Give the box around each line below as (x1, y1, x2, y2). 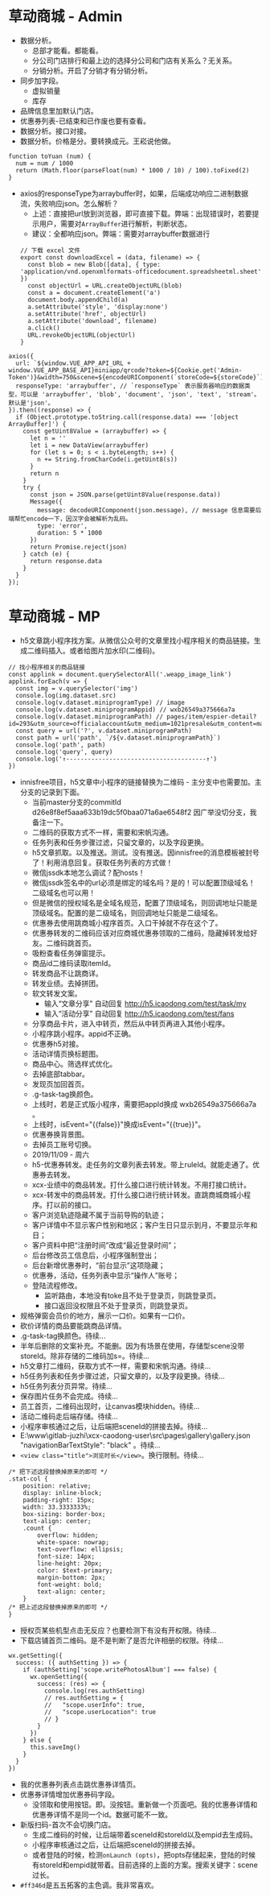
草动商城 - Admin (8, 7, 123, 26)
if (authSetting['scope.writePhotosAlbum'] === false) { (22, 1665, 218, 1674)
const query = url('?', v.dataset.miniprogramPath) (15, 727, 193, 735)
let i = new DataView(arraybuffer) (29, 441, 149, 449)
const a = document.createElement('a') (27, 288, 161, 296)
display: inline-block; (22, 1489, 103, 1497)
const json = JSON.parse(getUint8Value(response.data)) (29, 491, 221, 499)
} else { (22, 1736, 52, 1744)
